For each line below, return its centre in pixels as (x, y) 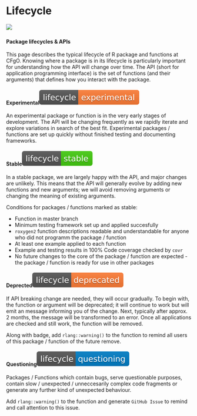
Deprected (19, 285)
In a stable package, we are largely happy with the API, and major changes (96, 177)
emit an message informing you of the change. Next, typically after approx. (97, 311)
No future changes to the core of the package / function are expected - (101, 256)
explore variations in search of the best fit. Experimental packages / (88, 128)
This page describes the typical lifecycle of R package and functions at (92, 55)
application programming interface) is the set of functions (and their (88, 73)
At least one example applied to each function (70, 243)
